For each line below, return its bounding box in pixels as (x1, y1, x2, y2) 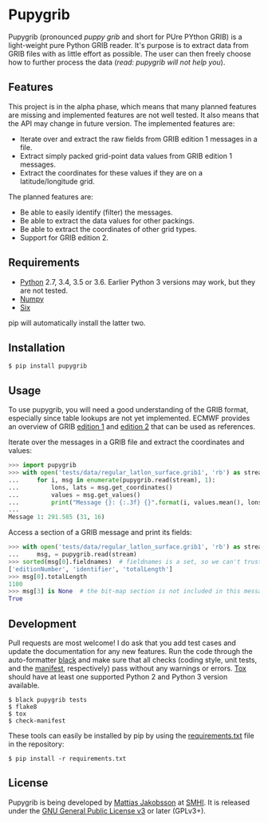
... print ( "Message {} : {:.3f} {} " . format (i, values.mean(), (8, 498, 245, 506)
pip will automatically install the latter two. (8, 317, 146, 328)
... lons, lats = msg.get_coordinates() (8, 483, 173, 491)
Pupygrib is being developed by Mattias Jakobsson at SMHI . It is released (8, 797, 250, 807)
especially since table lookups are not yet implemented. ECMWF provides (8, 413, 250, 423)
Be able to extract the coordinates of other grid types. (19, 224, 197, 234)
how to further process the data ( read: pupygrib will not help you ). (8, 57, 226, 67)
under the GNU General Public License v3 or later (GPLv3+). (8, 805, 206, 815)
